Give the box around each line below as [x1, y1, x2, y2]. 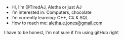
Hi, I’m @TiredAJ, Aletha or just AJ [11, 4, 82, 10]
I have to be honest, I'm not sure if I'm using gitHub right [4, 30, 119, 35]
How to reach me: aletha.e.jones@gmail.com [11, 20, 103, 26]
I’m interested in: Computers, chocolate [11, 9, 92, 15]
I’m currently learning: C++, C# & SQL [11, 15, 89, 20]
